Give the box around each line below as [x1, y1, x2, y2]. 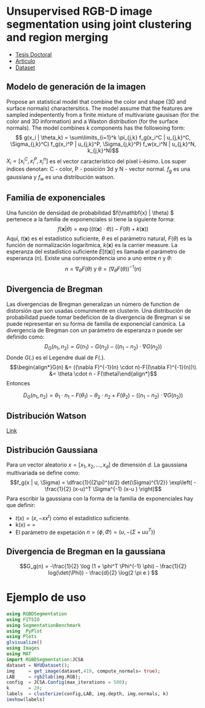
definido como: [6, 333, 45, 340]
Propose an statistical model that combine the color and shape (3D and [6, 98, 187, 105]
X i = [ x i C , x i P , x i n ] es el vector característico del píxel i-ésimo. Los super [6, 156, 187, 167]
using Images [6, 645, 40, 651]
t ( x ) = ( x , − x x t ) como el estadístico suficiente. [15, 513, 131, 522]
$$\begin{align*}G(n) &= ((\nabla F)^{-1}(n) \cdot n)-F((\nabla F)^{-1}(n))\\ [10, 363, 196, 371]
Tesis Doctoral [15, 50, 52, 58]
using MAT [6, 651, 32, 657]
